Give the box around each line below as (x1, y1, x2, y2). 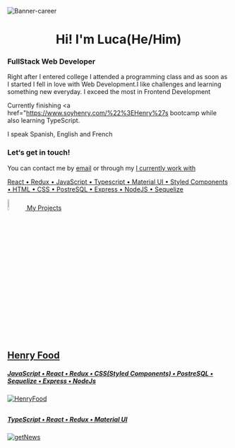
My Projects (27, 204, 62, 212)
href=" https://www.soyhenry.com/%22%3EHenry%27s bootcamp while (7, 109, 217, 117)
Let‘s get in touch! (7, 148, 71, 158)
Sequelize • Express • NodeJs (7, 377, 97, 385)
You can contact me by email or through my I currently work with (7, 163, 196, 172)
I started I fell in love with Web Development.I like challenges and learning (7, 80, 222, 88)
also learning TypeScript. (7, 117, 80, 125)
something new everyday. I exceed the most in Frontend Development (7, 88, 211, 96)
